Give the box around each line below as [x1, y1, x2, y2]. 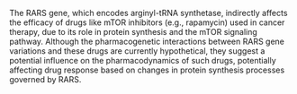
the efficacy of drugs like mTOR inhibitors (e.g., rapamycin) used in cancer [9, 17, 285, 28]
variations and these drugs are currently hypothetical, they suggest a [9, 46, 265, 56]
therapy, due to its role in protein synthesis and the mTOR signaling [9, 27, 258, 37]
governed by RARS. [9, 74, 82, 84]
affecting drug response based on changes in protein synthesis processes [9, 64, 285, 75]
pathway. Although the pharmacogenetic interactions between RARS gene [9, 36, 285, 47]
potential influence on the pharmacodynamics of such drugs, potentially [9, 56, 276, 65]
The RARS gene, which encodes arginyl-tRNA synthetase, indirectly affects [9, 8, 288, 18]
